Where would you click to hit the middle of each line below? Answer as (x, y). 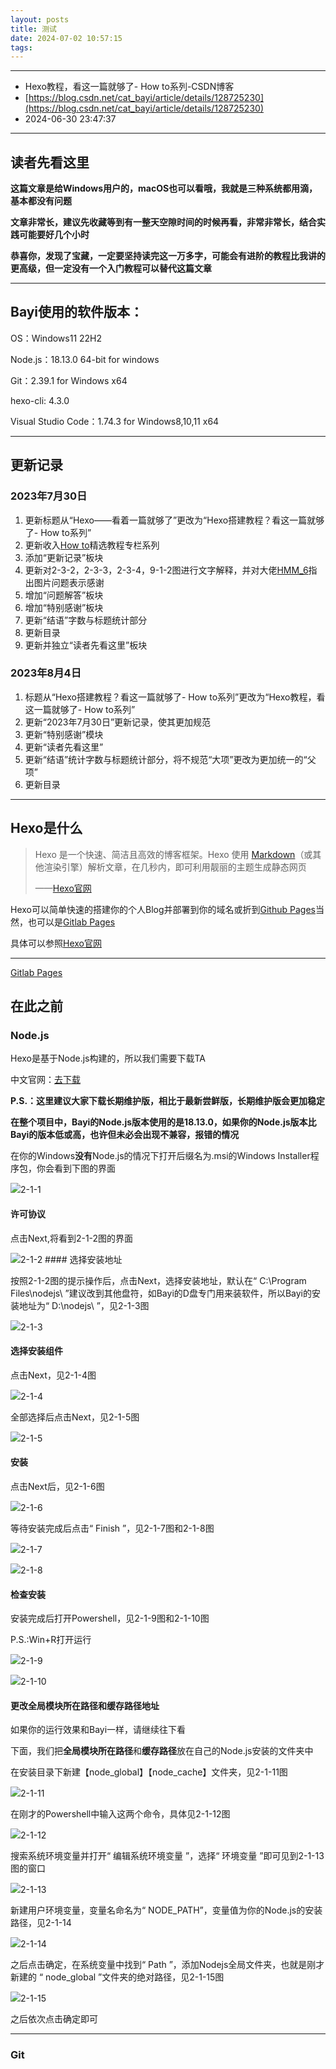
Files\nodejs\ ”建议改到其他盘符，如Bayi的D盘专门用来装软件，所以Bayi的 (161, 1293)
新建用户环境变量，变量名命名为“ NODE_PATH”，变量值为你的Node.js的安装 (166, 1910)
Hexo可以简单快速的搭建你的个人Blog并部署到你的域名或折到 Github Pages (163, 909)
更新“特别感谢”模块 (64, 734)
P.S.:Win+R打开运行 (51, 1640)
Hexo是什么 (46, 828)
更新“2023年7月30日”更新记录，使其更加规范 (118, 722)
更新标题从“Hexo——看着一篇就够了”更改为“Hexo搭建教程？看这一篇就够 (174, 520)
